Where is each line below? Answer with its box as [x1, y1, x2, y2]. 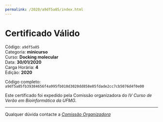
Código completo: [5, 79, 41, 84]
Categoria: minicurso [5, 49, 48, 54]
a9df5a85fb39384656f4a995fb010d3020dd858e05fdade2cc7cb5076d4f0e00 [5, 84, 145, 89]
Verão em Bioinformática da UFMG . [5, 97, 77, 103]
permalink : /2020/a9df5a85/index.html [5, 7, 83, 12]
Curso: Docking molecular [5, 54, 59, 60]
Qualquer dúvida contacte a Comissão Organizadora [5, 111, 111, 117]
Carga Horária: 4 [5, 64, 39, 70]
